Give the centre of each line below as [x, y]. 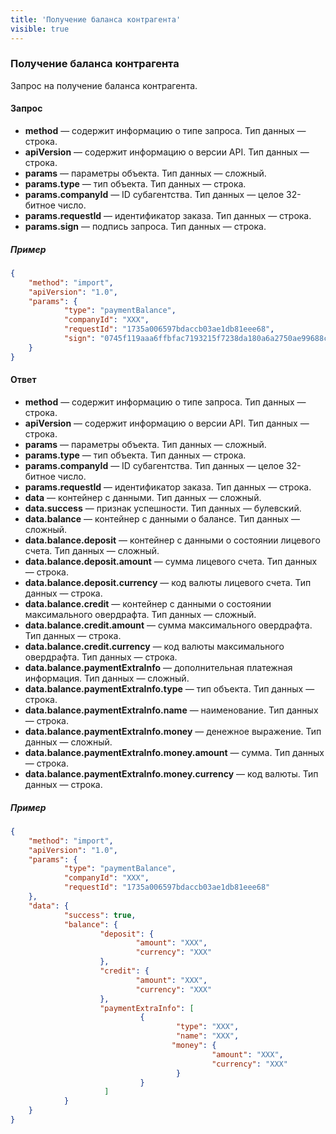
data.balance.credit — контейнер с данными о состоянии [148, 603]
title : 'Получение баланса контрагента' [96, 19]
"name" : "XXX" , [207, 1036]
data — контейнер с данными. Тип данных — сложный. [143, 497]
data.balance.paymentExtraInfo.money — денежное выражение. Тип [173, 731]
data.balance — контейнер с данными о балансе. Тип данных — [162, 518]
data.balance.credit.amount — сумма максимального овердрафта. [168, 625]
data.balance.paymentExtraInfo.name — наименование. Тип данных [171, 710]
